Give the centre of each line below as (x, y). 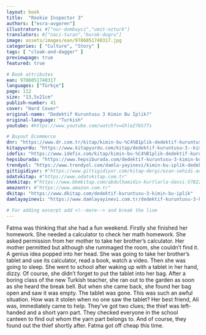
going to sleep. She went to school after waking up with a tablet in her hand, (102, 266)
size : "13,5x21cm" (30, 97)
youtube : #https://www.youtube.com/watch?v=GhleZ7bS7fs (79, 126)
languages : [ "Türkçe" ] (35, 86)
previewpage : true (30, 58)
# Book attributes (30, 74)
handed (16, 312)
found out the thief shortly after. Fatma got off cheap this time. (85, 325)
